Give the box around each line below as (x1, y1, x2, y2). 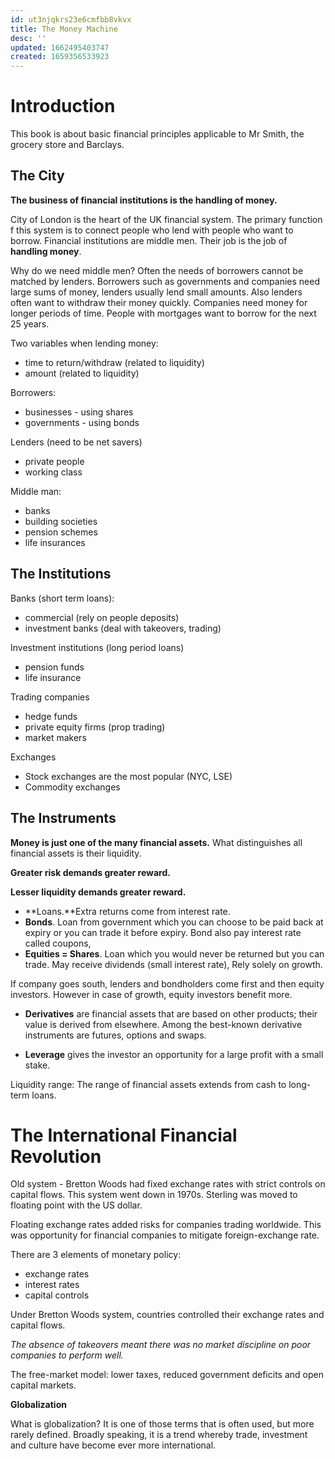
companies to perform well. (10, 1349, 124, 1361)
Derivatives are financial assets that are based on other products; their (24, 1007, 318, 1020)
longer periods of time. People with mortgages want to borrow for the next (10, 307, 317, 319)
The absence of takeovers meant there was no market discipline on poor (10, 1339, 312, 1351)
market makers (24, 731, 87, 743)
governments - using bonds (24, 416, 140, 428)
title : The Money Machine (10, 24, 118, 34)
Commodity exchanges (24, 781, 121, 793)
